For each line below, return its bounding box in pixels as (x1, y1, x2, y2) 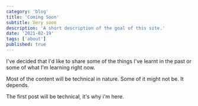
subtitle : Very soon (6, 19, 57, 25)
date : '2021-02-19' (6, 31, 54, 37)
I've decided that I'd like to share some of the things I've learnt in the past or (6, 57, 192, 65)
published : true (6, 42, 46, 48)
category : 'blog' (6, 8, 49, 15)
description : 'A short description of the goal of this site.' (6, 25, 165, 31)
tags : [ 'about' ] (6, 36, 46, 42)
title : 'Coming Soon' (6, 14, 60, 20)
